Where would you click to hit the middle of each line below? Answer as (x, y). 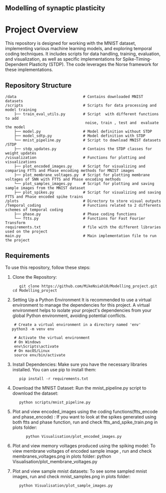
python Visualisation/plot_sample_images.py (66, 486)
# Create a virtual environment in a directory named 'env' (78, 325)
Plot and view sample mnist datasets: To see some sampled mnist (80, 471)
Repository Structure (39, 85)
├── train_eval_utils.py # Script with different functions (86, 114)
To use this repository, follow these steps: (48, 267)
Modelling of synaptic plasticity (55, 8)
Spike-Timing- (137, 59)
